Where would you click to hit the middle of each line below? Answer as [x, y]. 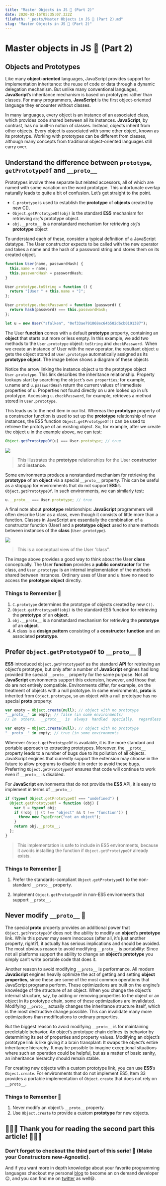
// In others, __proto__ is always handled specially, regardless [83, 719]
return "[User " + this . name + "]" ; [47, 292]
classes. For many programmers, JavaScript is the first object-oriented [78, 100]
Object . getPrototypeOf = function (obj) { [54, 803]
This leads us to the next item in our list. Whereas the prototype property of [83, 410]
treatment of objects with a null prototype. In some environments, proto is [81, 690]
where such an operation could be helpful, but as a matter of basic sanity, [81, 1053]
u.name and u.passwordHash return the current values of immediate [73, 385]
